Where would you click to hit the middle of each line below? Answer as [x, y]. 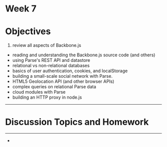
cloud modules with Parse [39, 92]
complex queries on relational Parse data [54, 87]
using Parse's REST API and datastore [51, 60]
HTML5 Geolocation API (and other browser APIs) [63, 81]
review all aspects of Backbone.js [47, 45]
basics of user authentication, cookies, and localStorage [70, 71]
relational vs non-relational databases [51, 66]
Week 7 [21, 9]
